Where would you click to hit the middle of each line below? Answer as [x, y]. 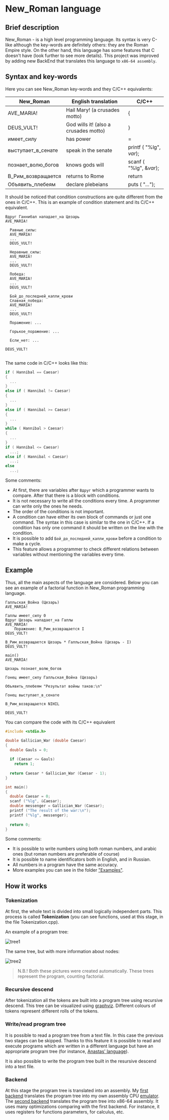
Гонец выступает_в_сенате [32, 695]
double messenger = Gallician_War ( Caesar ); [57, 806]
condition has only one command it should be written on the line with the [88, 528]
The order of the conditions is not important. [58, 512]
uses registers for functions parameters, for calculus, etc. [65, 1112]
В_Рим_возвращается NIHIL [32, 704]
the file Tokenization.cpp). [32, 922]
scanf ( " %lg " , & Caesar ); [36, 801]
